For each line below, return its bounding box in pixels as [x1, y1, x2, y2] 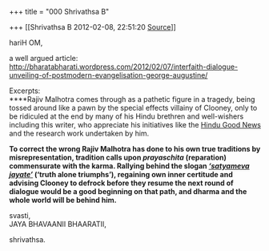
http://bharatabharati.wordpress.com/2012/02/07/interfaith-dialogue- [9, 62, 239, 71]
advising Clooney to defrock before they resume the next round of [9, 178, 235, 188]
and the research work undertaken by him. [9, 128, 150, 138]
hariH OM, [9, 38, 43, 47]
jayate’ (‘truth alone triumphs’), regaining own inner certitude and [9, 170, 233, 179]
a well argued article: [9, 54, 78, 63]
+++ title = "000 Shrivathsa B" [9, 7, 110, 16]
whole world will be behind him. [9, 196, 117, 204]
